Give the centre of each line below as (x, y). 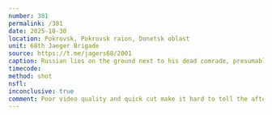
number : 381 (28, 16)
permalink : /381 (36, 23)
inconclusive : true (41, 91)
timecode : (25, 69)
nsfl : (17, 83)
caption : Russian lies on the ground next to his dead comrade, (119, 62)
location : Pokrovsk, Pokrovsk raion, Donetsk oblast (99, 38)
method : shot (30, 76)
